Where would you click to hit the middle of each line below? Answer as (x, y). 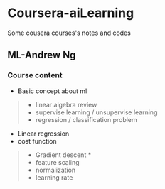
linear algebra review (66, 104)
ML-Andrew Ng (42, 55)
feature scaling (57, 162)
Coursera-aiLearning (71, 13)
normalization (55, 170)
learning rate (54, 177)
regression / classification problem (86, 119)
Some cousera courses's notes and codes (69, 33)
